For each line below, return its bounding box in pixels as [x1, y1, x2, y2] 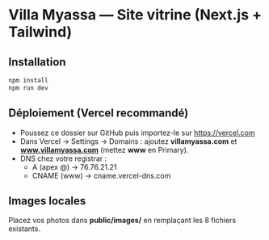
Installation [8, 55, 66, 69]
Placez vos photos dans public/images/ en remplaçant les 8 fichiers [8, 216, 237, 225]
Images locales [8, 194, 86, 208]
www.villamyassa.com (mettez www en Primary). [19, 145, 189, 154]
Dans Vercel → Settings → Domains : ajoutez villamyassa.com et [19, 136, 237, 146]
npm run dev [8, 83, 48, 92]
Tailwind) [8, 23, 73, 41]
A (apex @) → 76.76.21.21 [32, 162, 117, 171]
